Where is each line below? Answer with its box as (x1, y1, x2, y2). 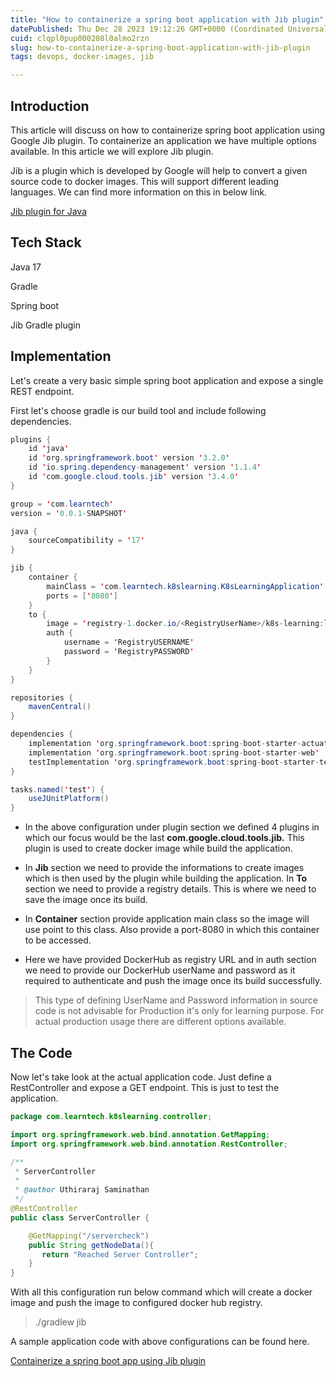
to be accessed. (24, 934, 92, 946)
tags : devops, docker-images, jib (10, 52, 155, 62)
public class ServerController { (10, 1212, 150, 1223)
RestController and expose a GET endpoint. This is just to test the (10, 1082, 280, 1093)
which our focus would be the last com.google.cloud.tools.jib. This (24, 832, 305, 844)
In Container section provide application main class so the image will (24, 913, 310, 925)
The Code (10, 1044, 73, 1061)
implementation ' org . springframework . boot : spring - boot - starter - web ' (28, 747, 320, 758)
